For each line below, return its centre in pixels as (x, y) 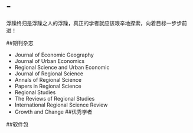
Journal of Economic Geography (54, 55)
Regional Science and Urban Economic (62, 67)
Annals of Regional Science (48, 79)
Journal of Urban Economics (50, 61)
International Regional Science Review (61, 105)
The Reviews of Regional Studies (55, 98)
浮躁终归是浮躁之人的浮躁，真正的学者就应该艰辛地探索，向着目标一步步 (94, 23)
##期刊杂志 (20, 43)
